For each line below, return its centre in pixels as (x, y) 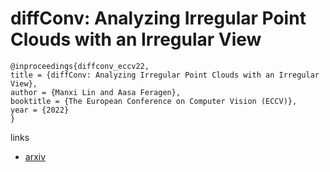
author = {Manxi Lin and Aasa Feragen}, (96, 92)
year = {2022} (40, 110)
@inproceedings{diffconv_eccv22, (80, 66)
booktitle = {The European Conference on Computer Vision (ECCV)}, (154, 101)
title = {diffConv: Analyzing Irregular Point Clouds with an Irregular (165, 75)
